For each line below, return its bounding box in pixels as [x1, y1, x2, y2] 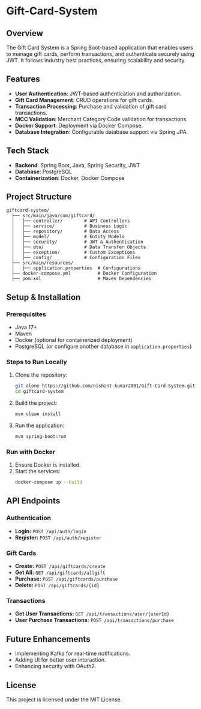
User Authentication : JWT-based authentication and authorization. [14, 90, 182, 97]
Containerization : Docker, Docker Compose [14, 174, 125, 181]
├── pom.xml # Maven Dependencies [11, 276, 152, 282]
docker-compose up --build [14, 479, 83, 485]
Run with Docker [6, 447, 56, 456]
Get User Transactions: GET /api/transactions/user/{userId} [14, 610, 170, 617]
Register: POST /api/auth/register [14, 534, 102, 541]
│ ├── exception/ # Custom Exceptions [11, 250, 136, 256]
